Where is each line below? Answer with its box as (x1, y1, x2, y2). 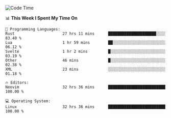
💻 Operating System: (5, 99, 51, 104)
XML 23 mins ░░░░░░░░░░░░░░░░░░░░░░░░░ (5, 67, 166, 72)
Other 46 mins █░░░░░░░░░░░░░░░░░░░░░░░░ (5, 58, 166, 63)
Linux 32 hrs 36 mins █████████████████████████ (5, 104, 166, 109)
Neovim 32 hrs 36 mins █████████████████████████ (5, 84, 166, 90)
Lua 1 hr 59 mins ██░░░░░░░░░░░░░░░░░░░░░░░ (5, 40, 166, 45)
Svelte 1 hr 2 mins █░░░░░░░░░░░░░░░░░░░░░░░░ (5, 49, 166, 54)
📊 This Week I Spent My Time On (5, 15, 78, 21)
